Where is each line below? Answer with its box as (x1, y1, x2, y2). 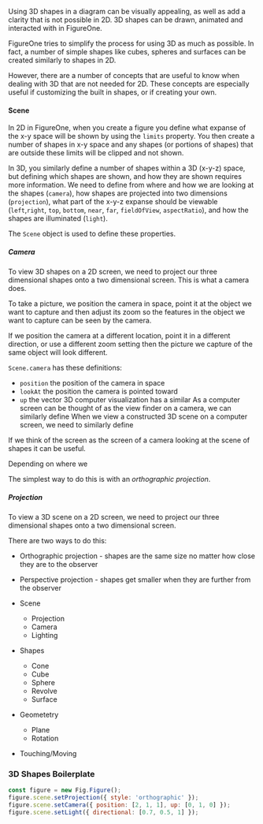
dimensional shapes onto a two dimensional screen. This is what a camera (8, 275, 250, 285)
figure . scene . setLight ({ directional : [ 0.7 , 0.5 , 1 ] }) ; (8, 808, 199, 817)
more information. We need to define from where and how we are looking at (8, 181, 254, 190)
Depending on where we (8, 459, 88, 468)
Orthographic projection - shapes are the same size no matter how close (19, 551, 256, 561)
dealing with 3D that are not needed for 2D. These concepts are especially (8, 79, 250, 88)
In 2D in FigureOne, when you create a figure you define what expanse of (8, 123, 246, 132)
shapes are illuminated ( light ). (8, 214, 108, 223)
